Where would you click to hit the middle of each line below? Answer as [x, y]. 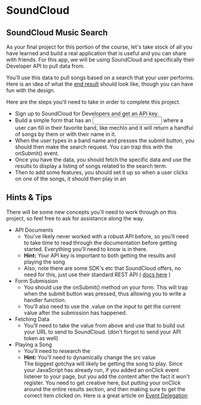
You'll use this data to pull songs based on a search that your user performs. [100, 78]
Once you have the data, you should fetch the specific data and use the [103, 160]
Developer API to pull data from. [45, 66]
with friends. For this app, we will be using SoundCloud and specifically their [100, 60]
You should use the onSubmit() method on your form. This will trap [106, 287]
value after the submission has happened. [75, 313]
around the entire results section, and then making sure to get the [104, 389]
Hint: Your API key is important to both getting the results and [100, 255]
